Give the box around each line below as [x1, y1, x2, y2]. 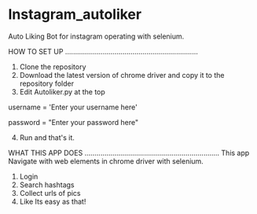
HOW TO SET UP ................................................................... [8, 46, 198, 56]
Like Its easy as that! [19, 197, 86, 206]
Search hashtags [19, 179, 75, 190]
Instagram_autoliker [8, 6, 142, 24]
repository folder [19, 79, 75, 88]
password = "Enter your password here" [8, 117, 139, 127]
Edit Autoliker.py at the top [19, 87, 106, 96]
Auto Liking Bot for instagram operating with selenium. [8, 31, 185, 41]
